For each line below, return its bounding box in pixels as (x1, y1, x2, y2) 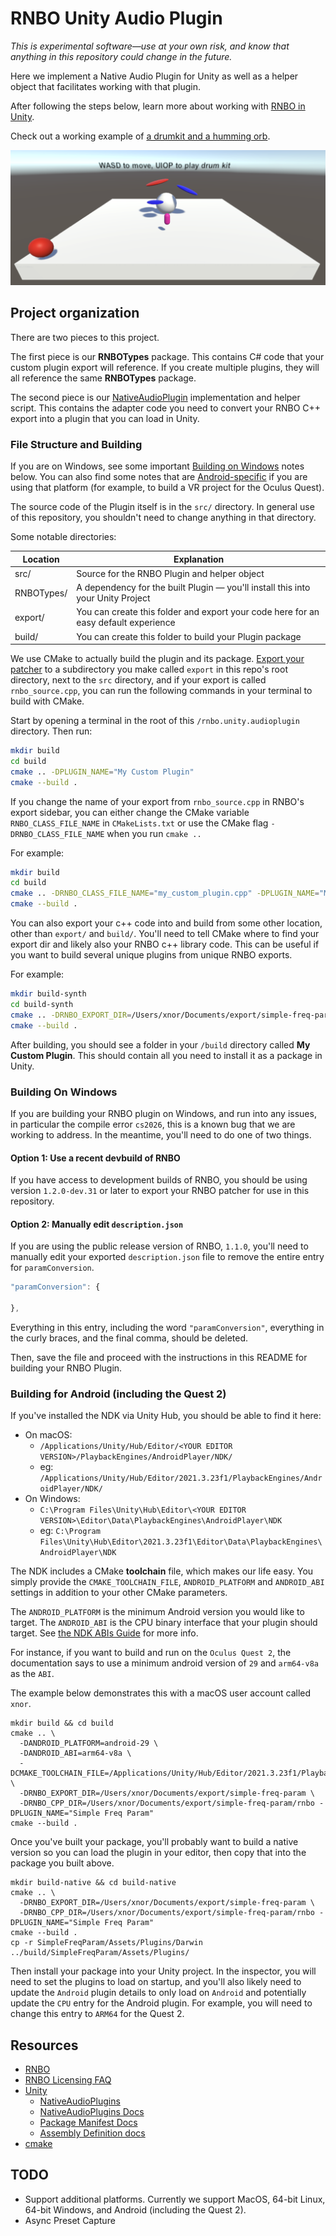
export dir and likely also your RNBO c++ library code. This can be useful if (10, 938, 320, 951)
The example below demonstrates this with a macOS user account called (10, 1687, 312, 1699)
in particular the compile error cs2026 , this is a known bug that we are (10, 1118, 296, 1130)
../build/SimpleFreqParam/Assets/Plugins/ (10, 1948, 190, 1958)
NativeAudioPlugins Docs (39, 2106, 145, 2118)
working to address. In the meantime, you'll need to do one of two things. (10, 1128, 312, 1141)
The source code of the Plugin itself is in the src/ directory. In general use (10, 501, 315, 513)
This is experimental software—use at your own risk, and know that (10, 40, 290, 52)
